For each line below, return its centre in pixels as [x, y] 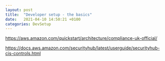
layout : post [19, 10]
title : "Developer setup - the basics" [49, 15]
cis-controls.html [23, 53]
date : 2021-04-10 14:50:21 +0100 [43, 19]
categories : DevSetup [28, 24]
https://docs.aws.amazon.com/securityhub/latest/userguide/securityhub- [82, 48]
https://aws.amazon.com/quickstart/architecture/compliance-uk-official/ [81, 38]
